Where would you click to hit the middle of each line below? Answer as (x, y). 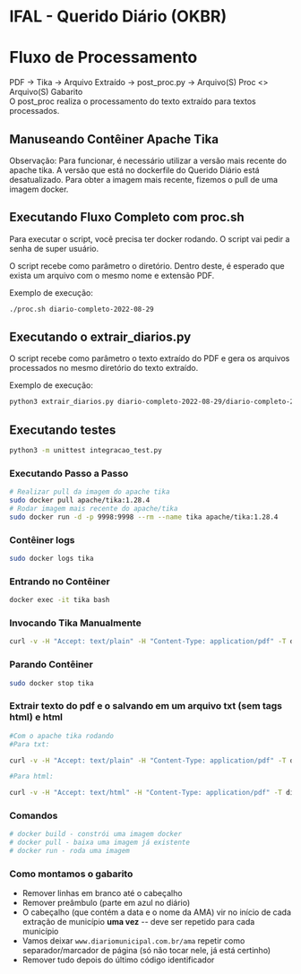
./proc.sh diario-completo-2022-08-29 (82, 309)
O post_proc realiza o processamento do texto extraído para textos (133, 101)
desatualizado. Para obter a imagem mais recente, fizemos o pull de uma (144, 179)
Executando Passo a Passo (69, 473)
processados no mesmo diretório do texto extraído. (104, 368)
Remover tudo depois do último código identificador (118, 960)
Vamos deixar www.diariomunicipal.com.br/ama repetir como (133, 941)
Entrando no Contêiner (60, 582)
